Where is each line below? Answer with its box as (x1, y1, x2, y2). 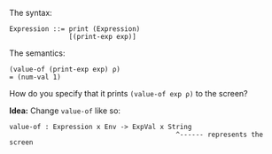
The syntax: (9, 8, 53, 18)
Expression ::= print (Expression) (9, 25, 141, 34)
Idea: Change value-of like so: (9, 105, 121, 116)
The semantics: (9, 48, 66, 58)
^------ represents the (175, 130, 264, 139)
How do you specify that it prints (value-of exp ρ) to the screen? (9, 89, 248, 98)
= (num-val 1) (9, 73, 62, 81)
